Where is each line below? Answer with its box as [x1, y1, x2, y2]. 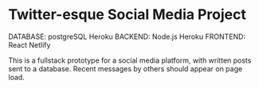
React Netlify [8, 40, 51, 49]
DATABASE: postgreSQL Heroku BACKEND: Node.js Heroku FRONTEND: [8, 32, 245, 41]
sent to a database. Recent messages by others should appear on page [8, 63, 243, 73]
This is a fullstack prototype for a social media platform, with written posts [8, 55, 252, 65]
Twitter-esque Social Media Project [8, 6, 247, 24]
